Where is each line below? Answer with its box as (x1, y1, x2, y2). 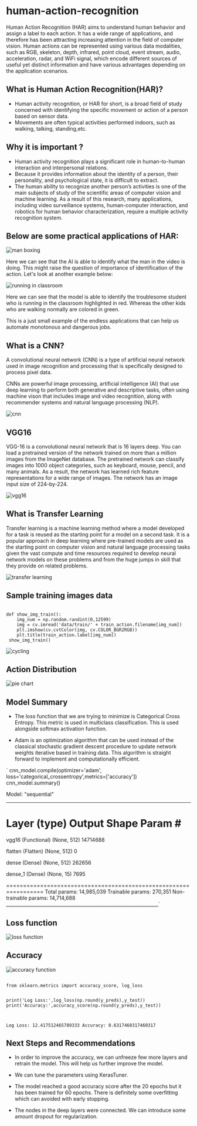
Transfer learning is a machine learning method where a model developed (6, 524, 185, 532)
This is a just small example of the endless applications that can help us (6, 317, 179, 324)
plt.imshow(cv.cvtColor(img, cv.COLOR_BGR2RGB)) (16, 627, 138, 633)
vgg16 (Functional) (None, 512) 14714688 (6, 836, 105, 843)
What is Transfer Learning (6, 509, 104, 519)
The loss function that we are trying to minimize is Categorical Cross (14, 713, 181, 720)
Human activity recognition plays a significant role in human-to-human (14, 158, 186, 165)
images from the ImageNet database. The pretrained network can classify (6, 456, 185, 463)
